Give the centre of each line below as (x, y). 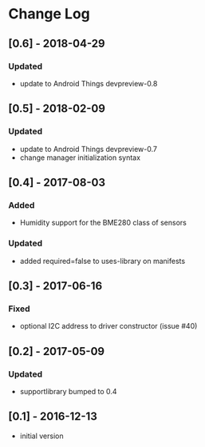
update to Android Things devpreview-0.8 (89, 83)
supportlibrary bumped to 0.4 (68, 391)
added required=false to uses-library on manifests (102, 261)
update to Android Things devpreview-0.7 (89, 149)
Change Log (49, 14)
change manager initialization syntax (80, 158)
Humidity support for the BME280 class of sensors (103, 223)
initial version (41, 436)
